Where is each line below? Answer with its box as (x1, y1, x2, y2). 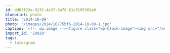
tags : (5, 36, 17, 41)
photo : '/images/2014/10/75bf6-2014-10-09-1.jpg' (5, 21, 112, 27)
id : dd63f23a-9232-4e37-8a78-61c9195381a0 (5, 7, 96, 13)
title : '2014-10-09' (5, 17, 49, 22)
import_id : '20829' (5, 31, 47, 36)
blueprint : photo (5, 12, 42, 17)
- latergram (10, 40, 35, 45)
